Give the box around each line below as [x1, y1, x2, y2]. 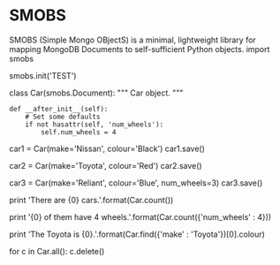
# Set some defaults [25, 112, 101, 121]
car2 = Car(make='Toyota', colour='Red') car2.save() [9, 160, 202, 170]
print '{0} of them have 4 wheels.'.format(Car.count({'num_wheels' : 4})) [9, 211, 272, 222]
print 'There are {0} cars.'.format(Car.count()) [9, 194, 174, 205]
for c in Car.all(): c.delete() [9, 246, 105, 256]
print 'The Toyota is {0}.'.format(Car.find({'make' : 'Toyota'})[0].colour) [9, 229, 265, 239]
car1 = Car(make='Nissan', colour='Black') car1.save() [9, 143, 206, 154]
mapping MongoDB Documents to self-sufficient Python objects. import [9, 43, 270, 54]
